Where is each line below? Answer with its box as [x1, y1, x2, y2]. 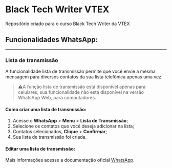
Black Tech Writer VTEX [5, 4, 110, 15]
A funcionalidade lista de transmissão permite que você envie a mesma [5, 68, 156, 75]
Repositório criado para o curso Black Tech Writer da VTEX [5, 20, 130, 27]
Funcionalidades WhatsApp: [5, 35, 98, 44]
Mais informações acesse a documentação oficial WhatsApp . [5, 157, 135, 163]
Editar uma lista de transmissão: [5, 145, 75, 152]
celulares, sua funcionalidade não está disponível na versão [17, 89, 144, 95]
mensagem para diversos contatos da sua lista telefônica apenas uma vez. [5, 74, 163, 80]
